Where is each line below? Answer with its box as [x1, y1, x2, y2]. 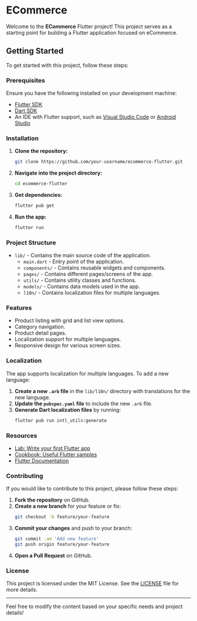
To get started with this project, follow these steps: [6, 62, 129, 69]
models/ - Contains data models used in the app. [23, 283, 141, 290]
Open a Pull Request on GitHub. [14, 552, 93, 559]
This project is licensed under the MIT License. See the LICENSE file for [6, 580, 179, 587]
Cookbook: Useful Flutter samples [14, 451, 97, 458]
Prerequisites [6, 76, 45, 84]
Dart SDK [14, 107, 38, 114]
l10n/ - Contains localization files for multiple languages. [23, 289, 161, 296]
